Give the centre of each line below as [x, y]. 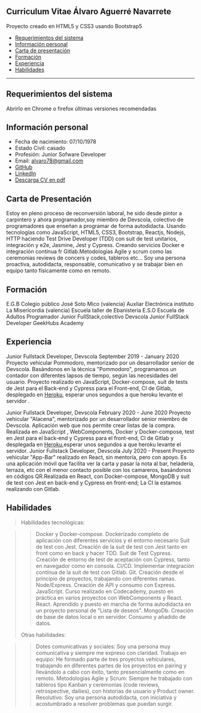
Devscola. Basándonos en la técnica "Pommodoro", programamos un [91, 369]
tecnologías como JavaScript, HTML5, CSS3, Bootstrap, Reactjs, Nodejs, [96, 233]
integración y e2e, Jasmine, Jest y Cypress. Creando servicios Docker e [95, 245]
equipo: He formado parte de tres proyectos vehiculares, [106, 659]
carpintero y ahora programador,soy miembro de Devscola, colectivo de [95, 219]
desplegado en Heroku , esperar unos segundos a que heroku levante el [95, 395]
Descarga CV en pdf [40, 180]
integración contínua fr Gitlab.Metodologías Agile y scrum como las [89, 252]
